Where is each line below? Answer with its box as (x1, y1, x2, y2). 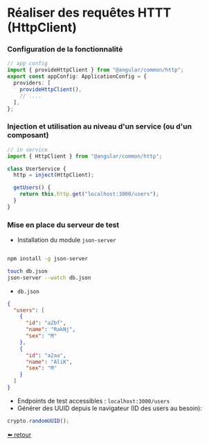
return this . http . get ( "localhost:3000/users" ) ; (19, 191, 159, 198)
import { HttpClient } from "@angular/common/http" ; (7, 153, 163, 160)
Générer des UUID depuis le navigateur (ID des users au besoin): (17, 404, 203, 412)
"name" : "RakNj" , (25, 326, 76, 333)
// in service (7, 146, 48, 153)
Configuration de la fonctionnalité (7, 44, 123, 54)
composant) (7, 131, 49, 140)
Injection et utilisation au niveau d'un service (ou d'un (7, 121, 192, 131)
